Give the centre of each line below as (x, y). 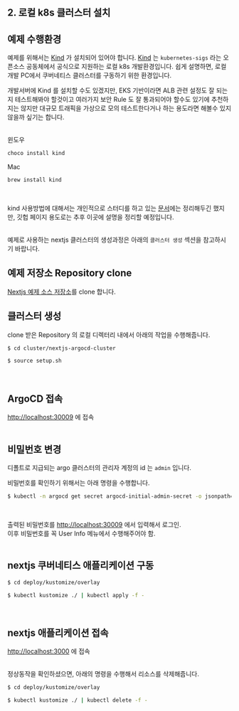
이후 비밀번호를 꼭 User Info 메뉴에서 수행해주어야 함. (81, 533)
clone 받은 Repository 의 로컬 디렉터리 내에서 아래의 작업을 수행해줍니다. (109, 335)
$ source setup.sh (34, 361)
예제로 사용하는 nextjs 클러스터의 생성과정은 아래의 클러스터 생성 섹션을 (105, 240)
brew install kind (34, 180)
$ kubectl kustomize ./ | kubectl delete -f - (78, 700)
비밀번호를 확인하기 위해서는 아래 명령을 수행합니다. (79, 483)
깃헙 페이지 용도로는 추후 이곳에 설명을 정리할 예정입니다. (95, 217)
